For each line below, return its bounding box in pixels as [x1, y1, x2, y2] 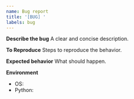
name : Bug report [6, 8, 49, 15]
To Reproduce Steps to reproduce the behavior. [6, 47, 122, 54]
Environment [6, 69, 38, 76]
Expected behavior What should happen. [6, 58, 107, 65]
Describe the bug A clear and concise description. [6, 36, 129, 43]
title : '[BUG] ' [6, 14, 46, 20]
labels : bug [6, 19, 35, 25]
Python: [14, 87, 34, 94]
